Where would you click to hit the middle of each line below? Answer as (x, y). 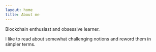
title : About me (22, 15)
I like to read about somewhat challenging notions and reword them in (78, 39)
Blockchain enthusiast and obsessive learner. (53, 29)
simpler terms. (20, 44)
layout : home (19, 10)
